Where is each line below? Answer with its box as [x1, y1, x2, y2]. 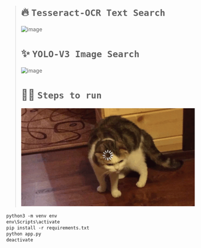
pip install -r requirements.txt [6, 225, 90, 231]
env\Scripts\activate [6, 219, 60, 225]
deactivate [6, 237, 33, 243]
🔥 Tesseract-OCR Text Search [20, 5, 166, 19]
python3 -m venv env [6, 213, 58, 219]
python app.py [6, 231, 42, 237]
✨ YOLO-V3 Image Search [20, 47, 140, 61]
